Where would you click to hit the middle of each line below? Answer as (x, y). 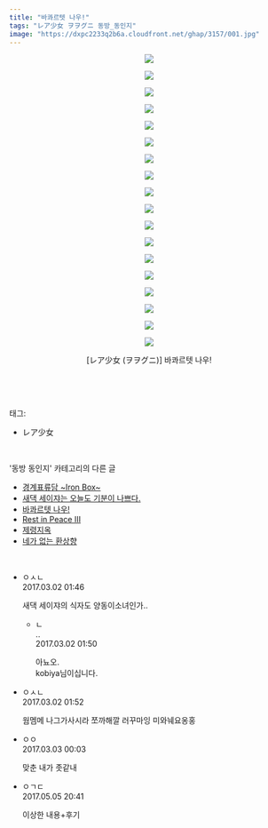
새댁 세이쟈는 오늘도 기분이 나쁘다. (81, 498)
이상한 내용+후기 (51, 815)
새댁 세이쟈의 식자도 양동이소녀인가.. (85, 606)
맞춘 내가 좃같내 (49, 768)
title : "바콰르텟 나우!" (50, 17)
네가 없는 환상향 (49, 541)
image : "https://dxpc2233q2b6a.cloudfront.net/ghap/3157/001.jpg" (134, 34)
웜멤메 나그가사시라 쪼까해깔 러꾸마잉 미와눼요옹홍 (109, 721)
